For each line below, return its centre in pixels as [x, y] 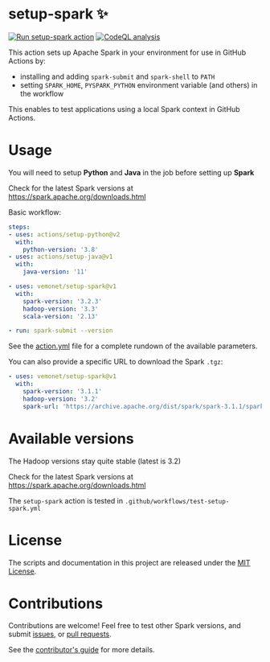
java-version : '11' [55, 272]
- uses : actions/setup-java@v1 [61, 257]
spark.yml [25, 508]
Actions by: [27, 60]
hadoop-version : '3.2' [61, 399]
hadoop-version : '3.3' [61, 309]
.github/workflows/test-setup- [177, 501]
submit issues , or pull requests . [60, 634]
